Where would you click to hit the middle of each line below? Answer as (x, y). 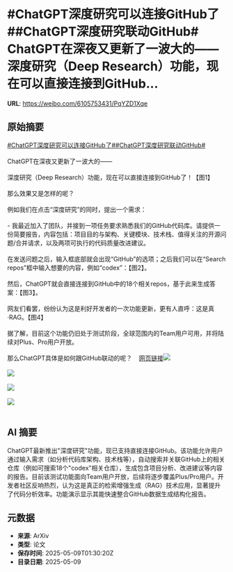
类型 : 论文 (31, 545)
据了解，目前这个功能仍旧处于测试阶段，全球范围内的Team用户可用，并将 (113, 333)
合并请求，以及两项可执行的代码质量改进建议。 (83, 243)
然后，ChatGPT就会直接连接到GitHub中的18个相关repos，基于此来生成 (109, 284)
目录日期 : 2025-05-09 (49, 562)
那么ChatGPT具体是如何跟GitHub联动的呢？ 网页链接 (86, 358)
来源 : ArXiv (33, 536)
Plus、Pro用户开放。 (49, 342)
